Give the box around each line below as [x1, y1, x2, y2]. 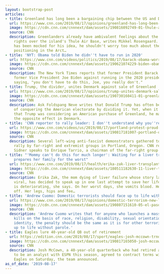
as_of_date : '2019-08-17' [5, 261, 58, 266]
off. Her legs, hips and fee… [14, 189, 76, 193]
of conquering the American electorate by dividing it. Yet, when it [14, 107, 159, 112]
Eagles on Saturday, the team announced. [14, 257, 99, 262]
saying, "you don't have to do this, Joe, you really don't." [14, 80, 143, 84]
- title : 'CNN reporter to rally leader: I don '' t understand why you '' [5, 121, 156, 126]
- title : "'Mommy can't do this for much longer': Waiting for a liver [5, 152, 154, 157]
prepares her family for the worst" [14, 157, 89, 162]
